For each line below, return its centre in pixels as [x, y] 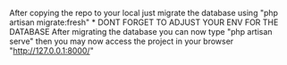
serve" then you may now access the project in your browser [122, 41]
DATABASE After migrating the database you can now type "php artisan [141, 32]
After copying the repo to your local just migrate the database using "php [144, 13]
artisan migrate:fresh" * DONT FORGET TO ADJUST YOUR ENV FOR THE [144, 22]
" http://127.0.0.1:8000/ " [51, 51]
